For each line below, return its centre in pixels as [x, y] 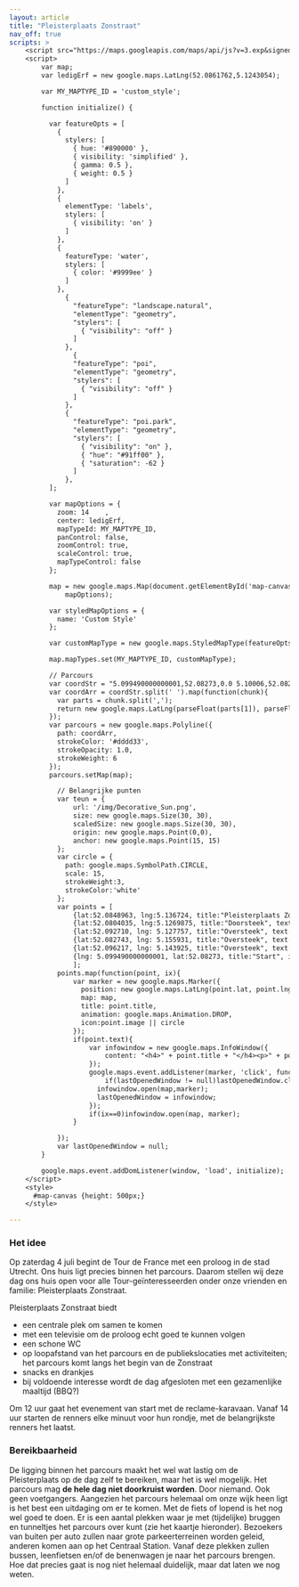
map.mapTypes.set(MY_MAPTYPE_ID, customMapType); [143, 660]
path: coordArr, [87, 734]
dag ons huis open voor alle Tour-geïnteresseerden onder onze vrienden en [148, 1281]
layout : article [39, 17]
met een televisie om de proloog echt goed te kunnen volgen [133, 1335]
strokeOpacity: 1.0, [95, 750]
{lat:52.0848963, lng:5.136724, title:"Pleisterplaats [176, 915]
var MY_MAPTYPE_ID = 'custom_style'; [111, 91]
